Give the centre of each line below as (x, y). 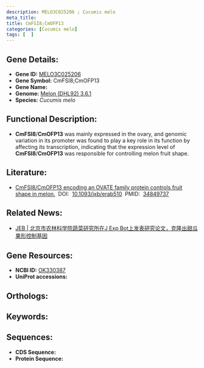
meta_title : (21, 18)
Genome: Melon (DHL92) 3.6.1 (53, 93)
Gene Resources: (40, 255)
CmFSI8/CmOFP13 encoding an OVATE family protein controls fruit (99, 187)
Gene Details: (33, 60)
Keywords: (27, 316)
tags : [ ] (20, 35)
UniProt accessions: (41, 277)
